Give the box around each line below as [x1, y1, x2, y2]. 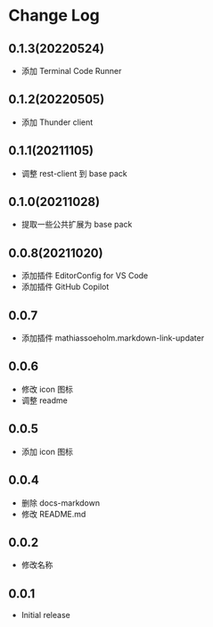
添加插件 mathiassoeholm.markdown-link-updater [20, 333, 205, 343]
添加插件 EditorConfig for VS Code [20, 270, 149, 281]
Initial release [20, 610, 70, 621]
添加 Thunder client [20, 117, 94, 128]
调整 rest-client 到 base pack [20, 168, 128, 178]
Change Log [8, 5, 100, 26]
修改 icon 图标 [20, 384, 73, 394]
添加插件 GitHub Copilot [20, 282, 110, 293]
